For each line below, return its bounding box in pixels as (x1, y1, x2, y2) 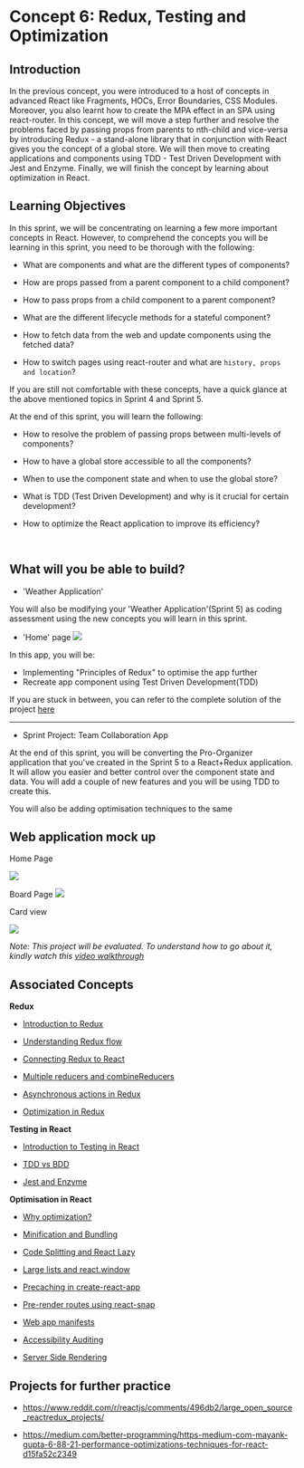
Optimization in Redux (22, 1107, 105, 1118)
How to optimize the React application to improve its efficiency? (22, 518, 261, 529)
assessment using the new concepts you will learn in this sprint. (9, 613, 248, 624)
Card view (9, 907, 48, 917)
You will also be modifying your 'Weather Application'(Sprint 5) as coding (9, 603, 282, 614)
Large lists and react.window (22, 1264, 130, 1275)
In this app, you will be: (9, 649, 96, 660)
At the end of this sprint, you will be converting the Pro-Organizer (9, 747, 253, 758)
